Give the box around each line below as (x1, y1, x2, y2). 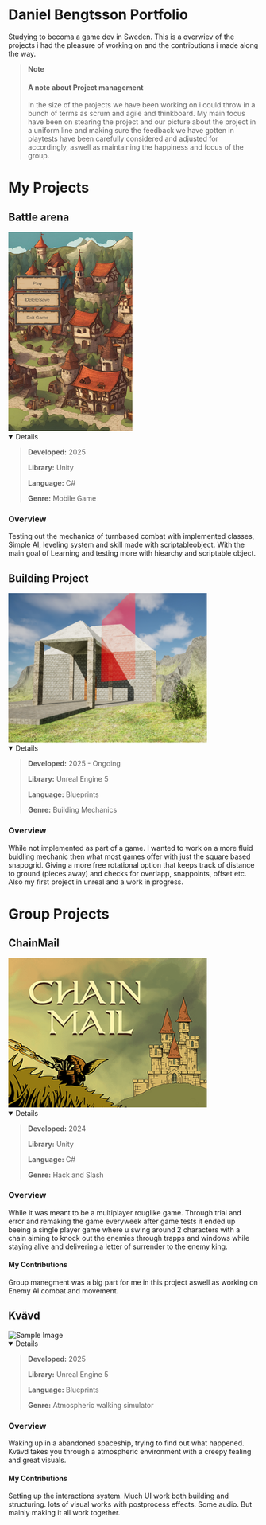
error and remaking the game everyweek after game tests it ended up (8, 1216, 236, 1226)
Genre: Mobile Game (27, 493, 97, 503)
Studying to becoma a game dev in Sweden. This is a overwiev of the (8, 32, 235, 41)
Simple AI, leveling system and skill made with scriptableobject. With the (8, 540, 245, 550)
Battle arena (8, 210, 70, 224)
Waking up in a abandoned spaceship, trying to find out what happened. (8, 1438, 245, 1448)
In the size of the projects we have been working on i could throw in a (27, 100, 256, 110)
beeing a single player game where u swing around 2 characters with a (8, 1224, 241, 1234)
